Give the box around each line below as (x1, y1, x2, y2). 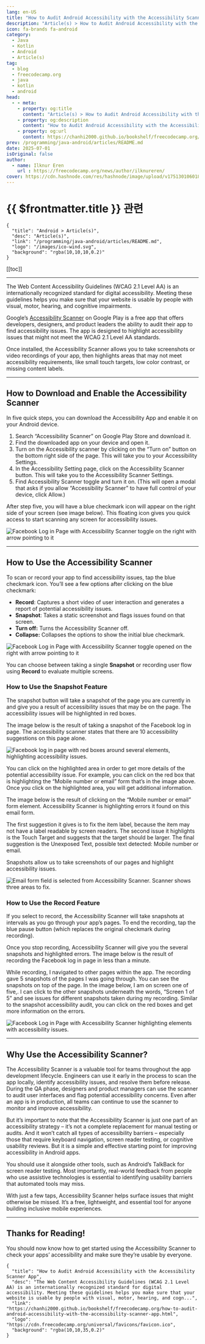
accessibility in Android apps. (6, 1149, 81, 1156)
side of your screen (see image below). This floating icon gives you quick (6, 509, 191, 516)
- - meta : (12, 100, 37, 106)
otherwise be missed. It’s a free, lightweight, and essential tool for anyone (6, 1198, 192, 1205)
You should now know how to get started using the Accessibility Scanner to (6, 1244, 196, 1252)
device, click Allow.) (15, 491, 66, 498)
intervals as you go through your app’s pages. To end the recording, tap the (6, 919, 196, 926)
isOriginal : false (6, 151, 53, 157)
